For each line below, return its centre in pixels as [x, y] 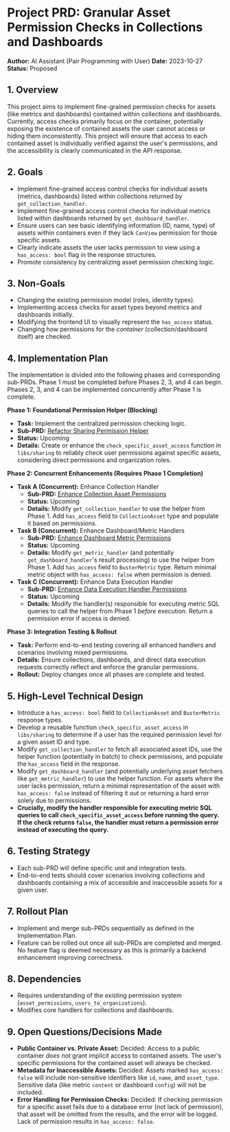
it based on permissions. [62, 523]
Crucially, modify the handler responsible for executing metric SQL [115, 808]
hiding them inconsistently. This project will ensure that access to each [107, 136]
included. [30, 1092]
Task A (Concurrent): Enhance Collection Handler [88, 487]
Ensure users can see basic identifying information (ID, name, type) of [116, 225]
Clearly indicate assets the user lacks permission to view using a [108, 247]
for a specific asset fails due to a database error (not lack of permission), [120, 1107]
